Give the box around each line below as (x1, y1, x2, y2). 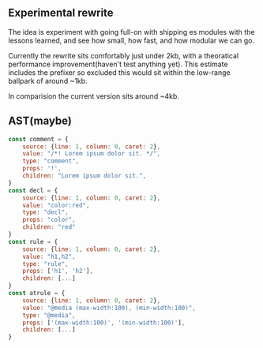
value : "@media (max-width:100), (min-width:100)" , (22, 304, 196, 312)
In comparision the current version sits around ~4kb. (8, 91, 180, 101)
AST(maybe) (8, 114, 73, 128)
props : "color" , (22, 216, 77, 224)
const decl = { (8, 186, 58, 194)
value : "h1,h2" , (22, 253, 77, 260)
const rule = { (8, 238, 58, 245)
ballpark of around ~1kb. (8, 76, 88, 85)
